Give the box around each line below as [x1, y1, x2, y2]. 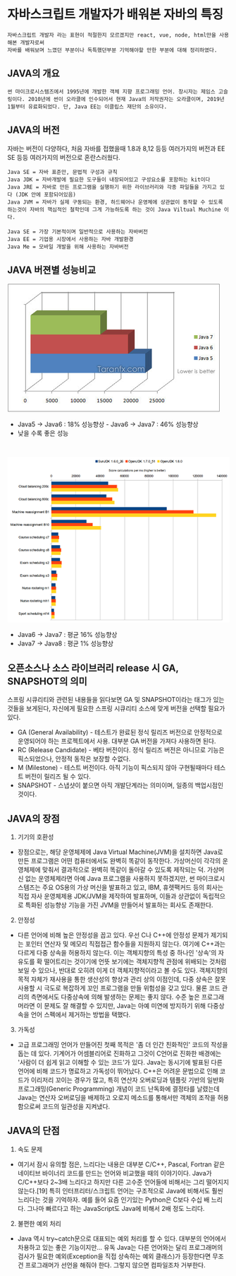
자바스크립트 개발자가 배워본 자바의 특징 [7, 6, 224, 23]
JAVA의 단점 [7, 1125, 60, 1137]
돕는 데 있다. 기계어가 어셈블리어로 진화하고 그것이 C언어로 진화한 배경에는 [17, 1049, 222, 1058]
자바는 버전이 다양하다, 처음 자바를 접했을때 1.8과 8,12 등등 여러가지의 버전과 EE [7, 144, 225, 153]
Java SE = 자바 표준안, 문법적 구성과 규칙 [7, 168, 118, 175]
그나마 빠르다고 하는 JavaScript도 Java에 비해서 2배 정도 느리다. [27, 1204, 205, 1212]
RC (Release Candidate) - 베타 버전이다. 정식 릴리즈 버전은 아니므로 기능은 [17, 746, 225, 754]
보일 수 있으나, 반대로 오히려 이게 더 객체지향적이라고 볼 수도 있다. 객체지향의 [17, 966, 228, 974]
